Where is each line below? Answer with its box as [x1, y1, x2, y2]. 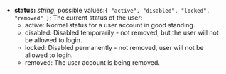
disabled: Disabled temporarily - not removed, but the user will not [24, 28, 219, 37]
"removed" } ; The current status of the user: [14, 13, 143, 22]
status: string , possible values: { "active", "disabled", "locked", [14, 6, 210, 14]
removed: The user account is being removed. [24, 58, 160, 66]
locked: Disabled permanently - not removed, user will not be [24, 44, 204, 51]
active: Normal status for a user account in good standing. [24, 21, 195, 29]
